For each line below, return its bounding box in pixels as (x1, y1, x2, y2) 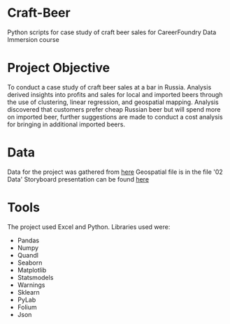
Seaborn (17, 258, 43, 267)
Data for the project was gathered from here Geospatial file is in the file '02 (7, 168, 224, 176)
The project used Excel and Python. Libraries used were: (7, 222, 171, 231)
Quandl (17, 251, 38, 259)
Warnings (17, 281, 45, 289)
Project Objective (7, 60, 110, 76)
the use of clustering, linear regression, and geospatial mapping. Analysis (7, 98, 219, 106)
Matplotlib (17, 265, 47, 274)
